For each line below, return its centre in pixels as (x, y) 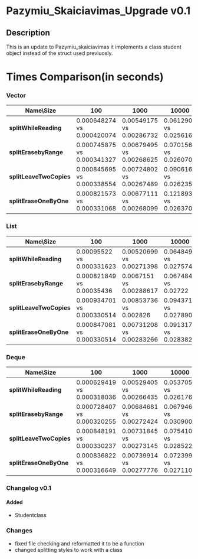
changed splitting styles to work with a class (68, 550)
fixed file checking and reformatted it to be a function (79, 543)
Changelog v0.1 (29, 488)
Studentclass (31, 515)
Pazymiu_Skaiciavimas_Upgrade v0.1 (98, 11)
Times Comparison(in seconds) (85, 77)
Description (28, 33)
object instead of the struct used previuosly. (60, 53)
